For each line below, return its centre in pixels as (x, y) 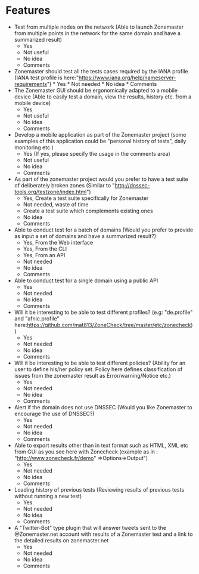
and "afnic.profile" (37, 318)
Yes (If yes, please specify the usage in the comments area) (97, 153)
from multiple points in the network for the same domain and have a (97, 33)
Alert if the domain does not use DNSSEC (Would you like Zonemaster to (103, 407)
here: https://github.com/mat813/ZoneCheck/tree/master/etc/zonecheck (102, 325)
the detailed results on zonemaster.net (61, 540)
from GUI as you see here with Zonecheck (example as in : (86, 452)
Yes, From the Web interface (58, 242)
